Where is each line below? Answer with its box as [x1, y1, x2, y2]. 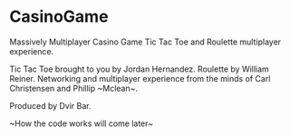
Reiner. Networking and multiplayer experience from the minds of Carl [9, 73, 271, 83]
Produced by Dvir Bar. [9, 100, 92, 111]
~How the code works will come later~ [9, 118, 154, 129]
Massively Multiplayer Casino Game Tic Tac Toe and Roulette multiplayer [9, 36, 282, 47]
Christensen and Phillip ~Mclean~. [9, 83, 139, 93]
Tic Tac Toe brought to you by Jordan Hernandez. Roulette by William [9, 63, 269, 74]
